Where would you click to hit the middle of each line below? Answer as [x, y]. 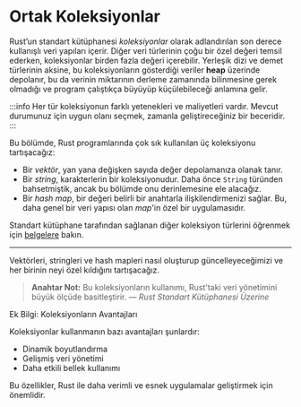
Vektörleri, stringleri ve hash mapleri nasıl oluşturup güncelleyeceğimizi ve [146, 260]
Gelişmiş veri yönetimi [63, 358]
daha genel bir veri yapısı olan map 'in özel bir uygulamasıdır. [134, 207]
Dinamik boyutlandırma [65, 349]
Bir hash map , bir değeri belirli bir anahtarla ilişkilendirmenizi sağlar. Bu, [155, 198]
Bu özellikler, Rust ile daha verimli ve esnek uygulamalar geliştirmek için [141, 385]
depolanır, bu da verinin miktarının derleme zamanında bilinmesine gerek [143, 79]
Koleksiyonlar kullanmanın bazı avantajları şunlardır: [104, 331]
